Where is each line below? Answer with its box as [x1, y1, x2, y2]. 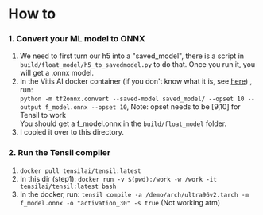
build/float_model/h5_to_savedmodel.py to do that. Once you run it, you [19, 60, 256, 69]
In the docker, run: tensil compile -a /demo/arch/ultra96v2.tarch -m [19, 189, 249, 199]
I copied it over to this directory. [19, 127, 125, 137]
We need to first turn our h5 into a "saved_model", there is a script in [19, 51, 245, 61]
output [19, 104, 42, 111]
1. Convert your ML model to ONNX [8, 33, 145, 45]
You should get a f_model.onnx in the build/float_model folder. [19, 119, 227, 128]
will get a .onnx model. [19, 68, 94, 78]
